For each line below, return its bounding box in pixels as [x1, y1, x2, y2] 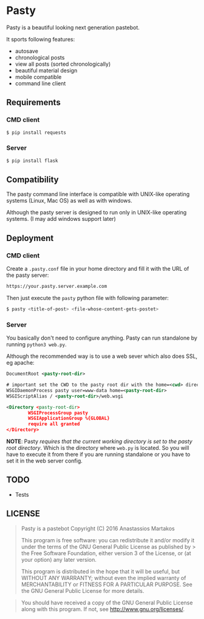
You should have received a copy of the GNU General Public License [21, 599, 193, 606]
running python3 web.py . [6, 341, 67, 348]
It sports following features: [6, 35, 75, 43]
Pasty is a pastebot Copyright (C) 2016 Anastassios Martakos [21, 525, 175, 532]
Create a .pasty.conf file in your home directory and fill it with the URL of [6, 265, 189, 273]
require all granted [28, 421, 80, 427]
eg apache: [6, 359, 35, 366]
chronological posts [15, 54, 65, 61]
